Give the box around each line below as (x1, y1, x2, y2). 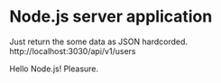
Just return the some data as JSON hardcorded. (9, 36, 188, 47)
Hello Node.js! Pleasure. (9, 63, 99, 74)
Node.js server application (9, 6, 213, 27)
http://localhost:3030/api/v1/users (9, 45, 136, 56)
